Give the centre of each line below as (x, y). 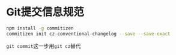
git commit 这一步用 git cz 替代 (44, 46)
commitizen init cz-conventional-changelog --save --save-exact (88, 34)
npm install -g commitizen (40, 28)
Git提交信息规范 (45, 12)
